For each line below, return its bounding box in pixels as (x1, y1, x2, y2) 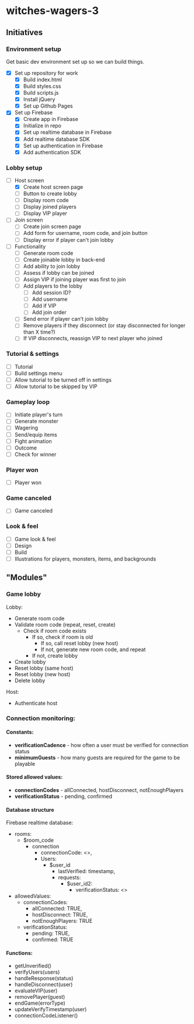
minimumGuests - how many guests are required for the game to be (14, 754, 180, 761)
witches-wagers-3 (6, 4, 99, 18)
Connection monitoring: (6, 714, 75, 722)
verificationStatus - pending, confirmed (14, 793, 113, 800)
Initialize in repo (23, 122, 62, 129)
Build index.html (23, 76, 63, 83)
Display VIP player (23, 210, 67, 217)
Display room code (23, 197, 69, 204)
